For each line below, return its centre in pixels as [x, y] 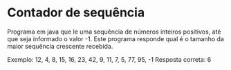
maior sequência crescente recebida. [60, 46]
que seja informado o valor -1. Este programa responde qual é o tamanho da [116, 38]
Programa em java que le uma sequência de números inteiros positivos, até [114, 32]
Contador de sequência [76, 13]
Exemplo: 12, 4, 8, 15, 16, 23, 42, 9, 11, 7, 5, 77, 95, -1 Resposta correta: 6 [109, 59]
